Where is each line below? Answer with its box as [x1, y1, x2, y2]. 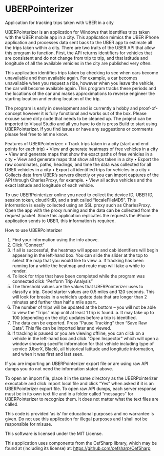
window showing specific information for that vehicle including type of [12, 341, 154, 346]
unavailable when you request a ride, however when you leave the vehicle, [5, 80, 155, 86]
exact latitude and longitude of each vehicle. [5, 182, 94, 188]
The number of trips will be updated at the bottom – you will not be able [12, 304, 156, 310]
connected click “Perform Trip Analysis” [12, 278, 93, 284]
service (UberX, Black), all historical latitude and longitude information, [12, 346, 155, 352]
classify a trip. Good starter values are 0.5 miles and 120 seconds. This [12, 289, 155, 295]
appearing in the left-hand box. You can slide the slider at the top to [12, 252, 148, 258]
